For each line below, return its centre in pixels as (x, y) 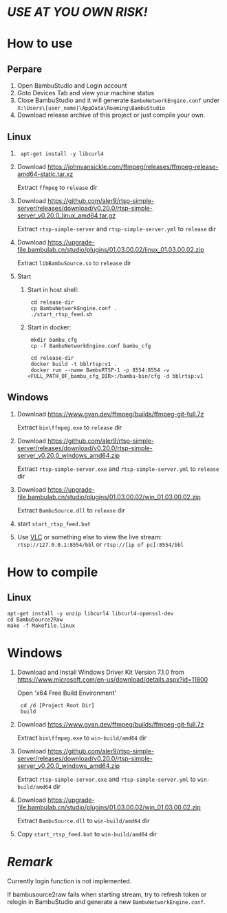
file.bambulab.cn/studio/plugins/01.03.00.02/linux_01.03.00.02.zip (110, 250)
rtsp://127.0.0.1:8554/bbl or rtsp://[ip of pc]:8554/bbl (100, 544)
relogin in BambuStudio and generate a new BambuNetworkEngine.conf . (106, 901)
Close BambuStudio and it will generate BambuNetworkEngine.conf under (118, 100)
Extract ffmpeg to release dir (57, 188)
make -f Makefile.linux (41, 626)
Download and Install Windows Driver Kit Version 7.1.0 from (100, 672)
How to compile (53, 572)
